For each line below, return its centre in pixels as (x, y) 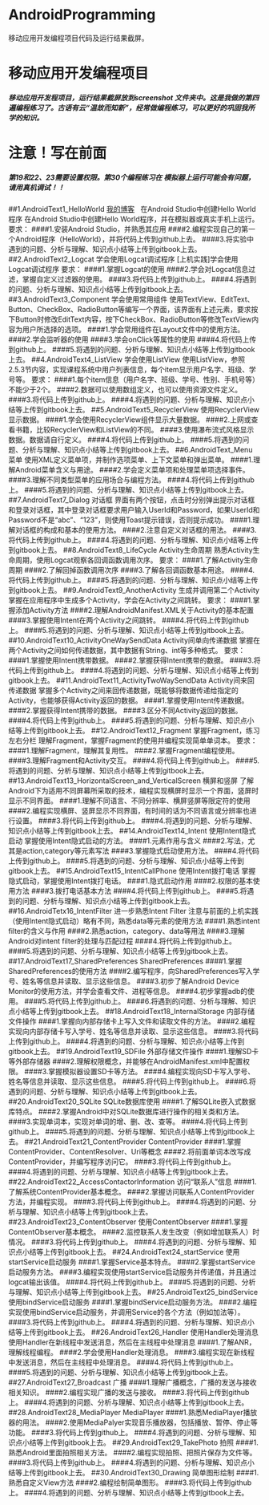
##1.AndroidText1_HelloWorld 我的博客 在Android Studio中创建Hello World (132, 209)
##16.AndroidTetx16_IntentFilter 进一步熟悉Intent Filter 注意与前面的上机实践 (133, 911)
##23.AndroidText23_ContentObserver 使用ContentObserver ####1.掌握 (128, 1222)
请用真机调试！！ (36, 187)
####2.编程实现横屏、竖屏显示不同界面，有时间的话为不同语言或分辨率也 (129, 810)
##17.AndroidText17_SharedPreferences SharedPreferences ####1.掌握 (125, 961)
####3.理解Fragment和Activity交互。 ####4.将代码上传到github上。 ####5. (134, 761)
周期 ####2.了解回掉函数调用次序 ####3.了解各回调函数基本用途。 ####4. (131, 570)
